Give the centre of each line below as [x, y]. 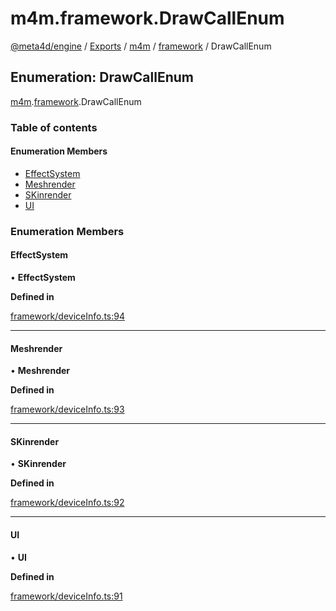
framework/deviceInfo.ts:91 [66, 596]
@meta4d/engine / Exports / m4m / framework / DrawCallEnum [141, 46]
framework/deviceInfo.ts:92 [67, 503]
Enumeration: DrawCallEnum [102, 77]
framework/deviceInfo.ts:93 [67, 409]
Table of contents [54, 127]
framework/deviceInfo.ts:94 [68, 316]
